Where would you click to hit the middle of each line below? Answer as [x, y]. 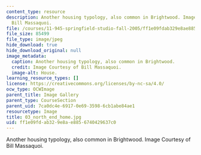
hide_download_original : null [44, 51]
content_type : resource [36, 12]
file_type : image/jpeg [34, 39]
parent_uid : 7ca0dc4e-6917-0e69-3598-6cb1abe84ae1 [71, 106]
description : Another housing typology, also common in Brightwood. [93, 17]
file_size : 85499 [28, 34]
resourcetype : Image [32, 111]
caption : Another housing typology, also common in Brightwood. [93, 61]
